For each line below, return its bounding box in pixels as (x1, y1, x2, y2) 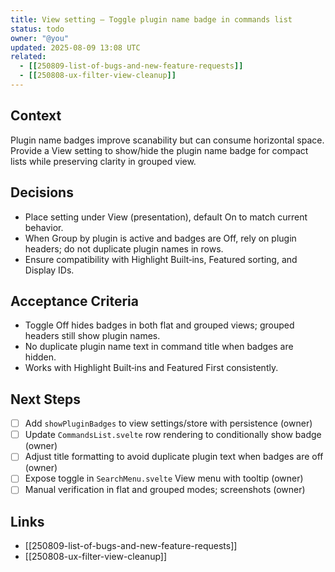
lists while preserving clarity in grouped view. (10, 155, 197, 167)
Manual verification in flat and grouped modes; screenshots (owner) (24, 484, 306, 496)
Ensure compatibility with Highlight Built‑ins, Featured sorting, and (24, 253, 298, 265)
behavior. (24, 221, 64, 233)
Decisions (10, 184, 74, 201)
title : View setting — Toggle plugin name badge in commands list (10, 14, 293, 25)
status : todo (10, 24, 65, 34)
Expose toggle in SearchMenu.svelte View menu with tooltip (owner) (24, 472, 304, 485)
